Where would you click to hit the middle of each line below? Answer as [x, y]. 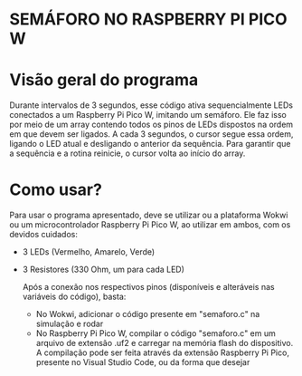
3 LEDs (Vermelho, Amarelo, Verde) [89, 252]
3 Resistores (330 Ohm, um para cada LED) [104, 270]
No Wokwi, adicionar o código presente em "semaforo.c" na [148, 314]
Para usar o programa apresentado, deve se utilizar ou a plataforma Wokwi [149, 215]
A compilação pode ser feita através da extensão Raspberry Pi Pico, [162, 352]
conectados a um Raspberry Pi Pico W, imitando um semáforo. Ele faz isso [148, 115]
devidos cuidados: [44, 235]
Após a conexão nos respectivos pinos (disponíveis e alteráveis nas [148, 287]
